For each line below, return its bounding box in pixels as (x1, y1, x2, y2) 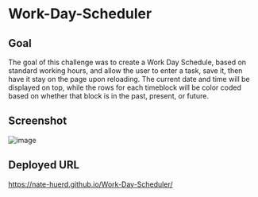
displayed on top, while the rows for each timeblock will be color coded (8, 83, 242, 92)
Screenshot (8, 114, 67, 128)
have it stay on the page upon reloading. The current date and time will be (8, 75, 250, 83)
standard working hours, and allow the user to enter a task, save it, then (8, 66, 243, 75)
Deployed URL (8, 158, 80, 172)
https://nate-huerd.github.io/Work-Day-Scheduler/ (8, 180, 173, 189)
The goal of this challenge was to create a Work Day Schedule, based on (8, 57, 247, 67)
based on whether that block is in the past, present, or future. (8, 91, 209, 100)
